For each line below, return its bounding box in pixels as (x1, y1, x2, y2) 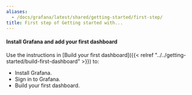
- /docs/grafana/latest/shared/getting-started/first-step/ (11, 14, 163, 20)
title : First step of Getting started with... (6, 20, 123, 26)
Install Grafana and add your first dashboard (6, 38, 117, 45)
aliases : (6, 8, 28, 15)
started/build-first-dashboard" (6, 58, 81, 65)
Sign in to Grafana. (14, 75, 60, 83)
